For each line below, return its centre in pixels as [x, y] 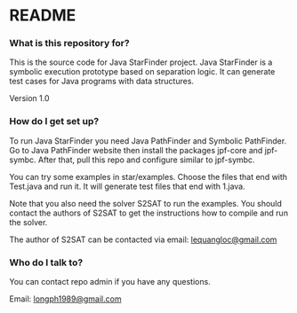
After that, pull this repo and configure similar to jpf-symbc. [147, 160]
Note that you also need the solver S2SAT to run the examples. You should [146, 203]
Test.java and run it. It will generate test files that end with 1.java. [128, 186]
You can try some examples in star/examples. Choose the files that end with [148, 176]
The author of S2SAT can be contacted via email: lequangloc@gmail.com [143, 239]
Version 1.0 [29, 98]
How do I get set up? [54, 121]
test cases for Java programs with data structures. [101, 82]
